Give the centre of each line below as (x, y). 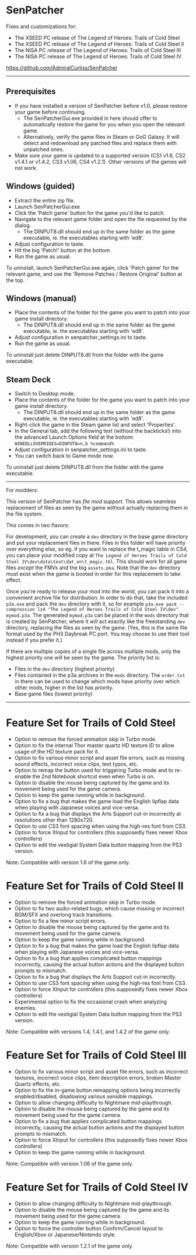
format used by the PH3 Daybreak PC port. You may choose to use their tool (98, 634)
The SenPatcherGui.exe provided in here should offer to (90, 118)
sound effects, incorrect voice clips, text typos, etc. (76, 764)
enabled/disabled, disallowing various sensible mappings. (84, 1096)
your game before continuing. (50, 112)
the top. (15, 280)
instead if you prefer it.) (34, 640)
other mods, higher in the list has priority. (64, 687)
